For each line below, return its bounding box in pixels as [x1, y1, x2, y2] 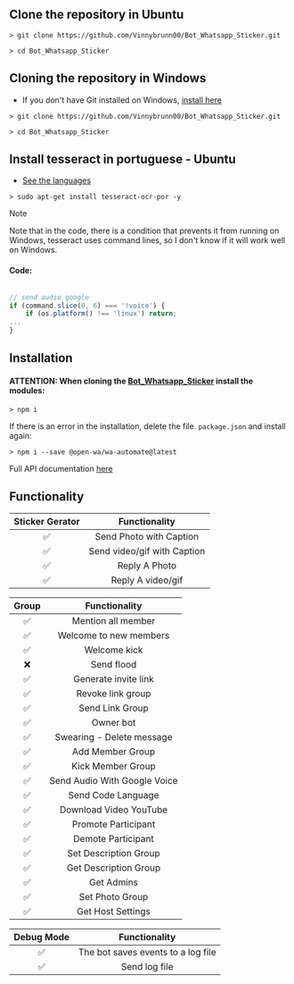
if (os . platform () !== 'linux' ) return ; [25, 309, 177, 318]
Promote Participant [71, 818, 156, 830]
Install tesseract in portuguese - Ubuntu [9, 152, 236, 167]
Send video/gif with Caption [88, 545, 206, 558]
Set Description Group [67, 847, 160, 860]
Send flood [90, 659, 137, 671]
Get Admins [88, 876, 138, 888]
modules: [9, 385, 45, 396]
